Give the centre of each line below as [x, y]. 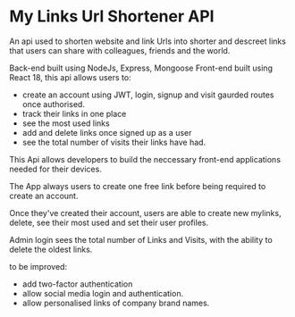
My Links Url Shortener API [112, 17]
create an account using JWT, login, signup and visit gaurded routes [148, 95]
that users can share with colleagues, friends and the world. [120, 50]
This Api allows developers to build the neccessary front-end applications [145, 159]
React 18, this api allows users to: [70, 77]
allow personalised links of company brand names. [116, 303]
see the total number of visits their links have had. [114, 142]
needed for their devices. [56, 169]
